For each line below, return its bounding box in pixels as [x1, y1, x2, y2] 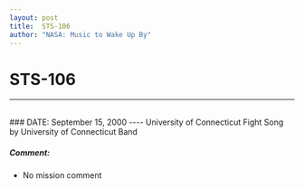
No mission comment [22, 170, 102, 181]
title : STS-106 [9, 22, 71, 31]
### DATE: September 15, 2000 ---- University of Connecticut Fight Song [9, 117, 284, 127]
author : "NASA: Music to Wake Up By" [9, 30, 152, 39]
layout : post [9, 13, 59, 23]
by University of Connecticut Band [9, 127, 138, 137]
